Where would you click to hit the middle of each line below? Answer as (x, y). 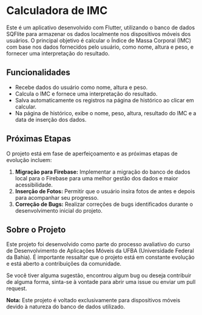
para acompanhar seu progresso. (57, 197)
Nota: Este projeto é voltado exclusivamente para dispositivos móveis (93, 300)
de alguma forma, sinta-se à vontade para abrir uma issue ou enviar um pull (101, 282)
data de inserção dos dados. (51, 119)
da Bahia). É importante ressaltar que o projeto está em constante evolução (101, 257)
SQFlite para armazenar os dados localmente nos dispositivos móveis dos (99, 34)
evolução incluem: (29, 160)
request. (17, 288)
